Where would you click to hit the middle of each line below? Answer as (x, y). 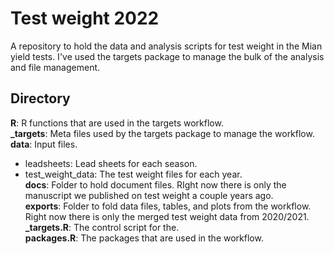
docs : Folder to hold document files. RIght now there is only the (155, 184)
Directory (40, 98)
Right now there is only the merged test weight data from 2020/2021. (167, 216)
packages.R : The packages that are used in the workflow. (144, 238)
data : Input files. (44, 144)
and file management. (55, 67)
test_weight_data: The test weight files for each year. (133, 174)
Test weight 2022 (85, 18)
